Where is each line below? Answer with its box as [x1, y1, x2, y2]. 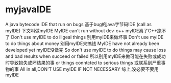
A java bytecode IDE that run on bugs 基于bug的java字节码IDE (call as [5, 21, 152, 27]
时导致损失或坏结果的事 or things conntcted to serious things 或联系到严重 [5, 59, 162, 66]
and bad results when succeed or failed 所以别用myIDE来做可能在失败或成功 [5, 53, 166, 59]
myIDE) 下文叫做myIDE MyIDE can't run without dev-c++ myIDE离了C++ [5, 27, 157, 34]
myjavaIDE [5, 4, 52, 15]
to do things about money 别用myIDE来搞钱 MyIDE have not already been [5, 40, 160, 47]
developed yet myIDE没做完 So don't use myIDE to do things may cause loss [5, 47, 166, 53]
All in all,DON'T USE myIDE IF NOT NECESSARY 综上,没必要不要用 [19, 66, 159, 72]
